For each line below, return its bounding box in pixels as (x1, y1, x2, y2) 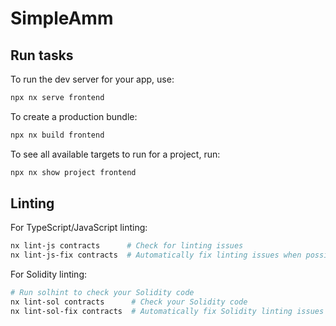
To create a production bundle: (10, 110, 138, 122)
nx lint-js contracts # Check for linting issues (10, 241, 244, 251)
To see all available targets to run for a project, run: (10, 148, 221, 160)
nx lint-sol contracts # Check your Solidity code (10, 297, 248, 307)
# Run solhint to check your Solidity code (10, 288, 195, 298)
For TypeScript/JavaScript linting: (10, 222, 148, 234)
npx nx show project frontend (10, 167, 137, 177)
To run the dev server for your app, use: (10, 73, 175, 85)
